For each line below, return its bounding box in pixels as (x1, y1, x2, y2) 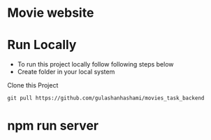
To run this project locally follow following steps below (17, 60, 174, 69)
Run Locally (7, 37, 77, 53)
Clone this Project (7, 81, 59, 90)
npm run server (7, 118, 99, 134)
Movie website (7, 5, 94, 21)
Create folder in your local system (17, 68, 115, 76)
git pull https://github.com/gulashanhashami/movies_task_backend (7, 94, 205, 102)
